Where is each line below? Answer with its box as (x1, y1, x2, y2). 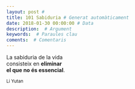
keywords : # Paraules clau (6, 31, 78, 38)
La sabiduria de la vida (6, 54, 63, 61)
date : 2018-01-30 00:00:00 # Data (6, 20, 94, 26)
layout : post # (6, 8, 45, 15)
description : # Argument (6, 25, 72, 32)
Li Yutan (6, 78, 24, 84)
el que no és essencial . (6, 67, 65, 73)
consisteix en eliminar (6, 60, 62, 67)
